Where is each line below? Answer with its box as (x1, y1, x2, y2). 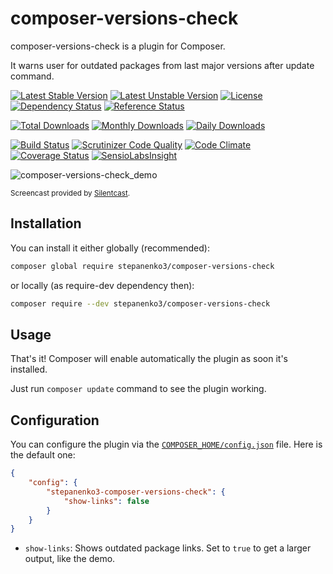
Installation (10, 215, 82, 232)
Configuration (10, 412, 100, 429)
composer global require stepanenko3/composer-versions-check (10, 261, 275, 271)
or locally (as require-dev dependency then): (10, 279, 195, 291)
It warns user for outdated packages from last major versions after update (10, 59, 315, 71)
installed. (10, 363, 48, 376)
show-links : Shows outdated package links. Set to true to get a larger (24, 542, 312, 554)
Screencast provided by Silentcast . (10, 188, 131, 198)
